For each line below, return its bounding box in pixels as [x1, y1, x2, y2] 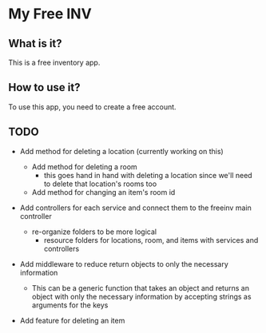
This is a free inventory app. [8, 57, 101, 67]
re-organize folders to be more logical [31, 227, 157, 236]
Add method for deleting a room [31, 161, 137, 172]
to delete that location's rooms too [43, 179, 157, 188]
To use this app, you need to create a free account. [8, 101, 177, 112]
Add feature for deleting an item [19, 315, 125, 325]
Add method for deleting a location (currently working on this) [19, 146, 224, 156]
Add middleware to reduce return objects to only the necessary [19, 259, 229, 268]
